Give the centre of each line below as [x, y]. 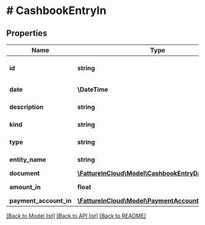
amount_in [25, 187]
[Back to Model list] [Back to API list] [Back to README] [76, 216]
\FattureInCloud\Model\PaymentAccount [138, 201]
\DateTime [93, 89]
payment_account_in [41, 201]
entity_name [28, 159]
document [25, 173]
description [27, 107]
